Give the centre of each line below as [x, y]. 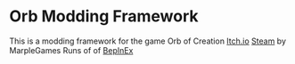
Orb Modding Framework [104, 16]
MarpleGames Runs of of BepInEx [71, 50]
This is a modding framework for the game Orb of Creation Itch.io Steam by [148, 41]
